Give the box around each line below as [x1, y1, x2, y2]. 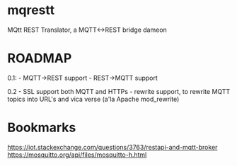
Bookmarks [7, 119, 76, 136]
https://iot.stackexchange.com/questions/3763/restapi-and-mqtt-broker [7, 143, 218, 151]
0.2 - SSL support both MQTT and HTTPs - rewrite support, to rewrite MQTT [7, 87, 231, 95]
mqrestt [7, 2, 55, 18]
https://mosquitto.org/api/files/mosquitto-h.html [7, 150, 147, 159]
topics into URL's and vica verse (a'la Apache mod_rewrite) [7, 95, 180, 103]
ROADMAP [7, 50, 72, 66]
